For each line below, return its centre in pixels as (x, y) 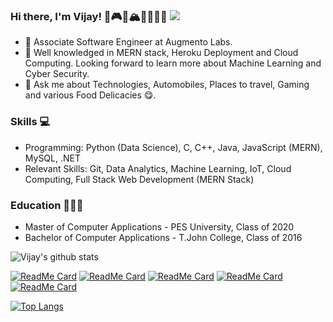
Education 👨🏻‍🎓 (47, 205)
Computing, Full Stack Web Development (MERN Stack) (139, 179)
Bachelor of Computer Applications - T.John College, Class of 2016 (163, 237)
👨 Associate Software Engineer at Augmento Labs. (128, 42)
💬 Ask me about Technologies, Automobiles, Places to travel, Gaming (167, 85)
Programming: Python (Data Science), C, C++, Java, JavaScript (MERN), (173, 147)
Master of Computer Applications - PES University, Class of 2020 (159, 226)
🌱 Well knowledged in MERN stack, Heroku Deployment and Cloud (161, 53)
